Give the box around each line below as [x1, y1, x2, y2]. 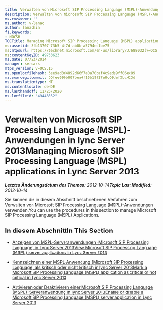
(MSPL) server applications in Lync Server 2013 [12, 250, 108, 255]
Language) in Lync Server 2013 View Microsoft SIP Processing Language [12, 245, 157, 250]
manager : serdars [5, 61, 40, 66]
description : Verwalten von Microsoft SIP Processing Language [5, 12, 136, 17]
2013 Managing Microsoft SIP [5, 145, 124, 156]
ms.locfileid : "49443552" [5, 93, 57, 98]
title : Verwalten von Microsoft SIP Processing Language [5, 7, 123, 12]
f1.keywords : [5, 30, 32, 35]
